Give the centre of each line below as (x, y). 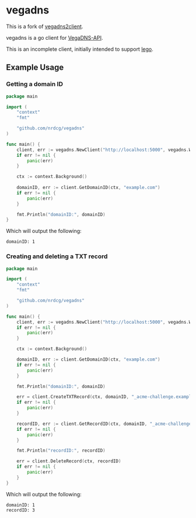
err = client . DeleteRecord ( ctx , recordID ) (69, 461)
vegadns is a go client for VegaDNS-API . (55, 37)
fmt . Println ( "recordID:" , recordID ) (61, 451)
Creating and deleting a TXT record (57, 256)
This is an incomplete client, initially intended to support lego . (80, 49)
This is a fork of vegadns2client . (45, 26)
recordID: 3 (20, 510)
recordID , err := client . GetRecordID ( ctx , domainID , (82, 424)
